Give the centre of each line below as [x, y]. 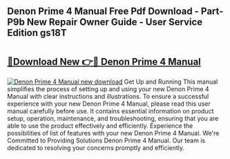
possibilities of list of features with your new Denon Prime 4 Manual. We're [113, 133]
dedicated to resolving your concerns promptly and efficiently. [96, 148]
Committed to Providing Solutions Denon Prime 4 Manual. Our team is [106, 140]
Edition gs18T [37, 33]
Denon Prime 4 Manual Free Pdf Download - [103, 11]
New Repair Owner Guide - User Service [115, 22]
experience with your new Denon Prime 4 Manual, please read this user [109, 104]
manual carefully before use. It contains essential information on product [111, 111]
